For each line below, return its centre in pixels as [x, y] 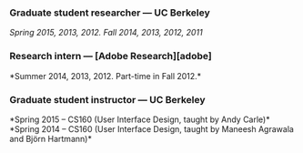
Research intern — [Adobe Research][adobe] [111, 56]
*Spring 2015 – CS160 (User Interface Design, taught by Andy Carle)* [140, 119]
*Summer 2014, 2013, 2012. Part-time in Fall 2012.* [106, 76]
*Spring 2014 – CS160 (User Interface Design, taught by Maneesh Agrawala [151, 128]
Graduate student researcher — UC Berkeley [110, 13]
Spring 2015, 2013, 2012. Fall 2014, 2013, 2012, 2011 [106, 33]
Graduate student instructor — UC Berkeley [108, 99]
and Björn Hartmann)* [51, 138]
